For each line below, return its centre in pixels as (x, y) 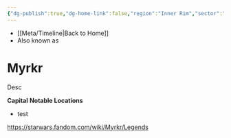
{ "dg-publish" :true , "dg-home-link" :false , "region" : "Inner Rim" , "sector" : (115, 13)
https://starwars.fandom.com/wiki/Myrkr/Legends (78, 127)
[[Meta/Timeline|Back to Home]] (63, 33)
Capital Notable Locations (45, 100)
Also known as (38, 40)
